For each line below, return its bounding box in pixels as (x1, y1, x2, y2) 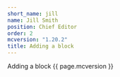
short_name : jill (7, 10, 59, 17)
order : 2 (7, 29, 33, 37)
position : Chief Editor (7, 23, 78, 30)
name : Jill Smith (7, 17, 59, 24)
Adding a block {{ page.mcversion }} (7, 62, 114, 70)
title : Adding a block (7, 43, 74, 50)
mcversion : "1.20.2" (7, 36, 68, 43)
